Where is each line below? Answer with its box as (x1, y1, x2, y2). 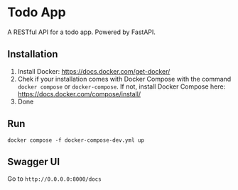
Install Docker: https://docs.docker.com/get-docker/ (17, 67, 171, 75)
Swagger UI (7, 155, 60, 167)
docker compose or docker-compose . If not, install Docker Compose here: (17, 82, 226, 91)
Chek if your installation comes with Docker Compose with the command (17, 74, 232, 83)
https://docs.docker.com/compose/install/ (17, 89, 141, 98)
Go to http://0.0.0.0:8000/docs (7, 174, 102, 183)
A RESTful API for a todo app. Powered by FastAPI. (7, 28, 156, 36)
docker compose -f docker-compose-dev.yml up (7, 136, 144, 144)
